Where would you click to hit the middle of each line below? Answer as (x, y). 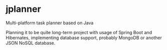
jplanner (24, 9)
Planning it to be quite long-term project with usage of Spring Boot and (79, 32)
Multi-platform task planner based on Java (50, 23)
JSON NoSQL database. (31, 43)
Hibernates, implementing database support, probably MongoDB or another (84, 38)
